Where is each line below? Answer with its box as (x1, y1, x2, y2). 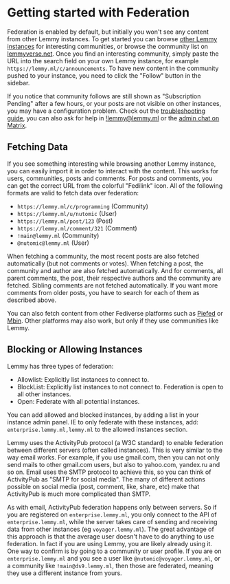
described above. (7, 296, 57, 304)
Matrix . (7, 121, 27, 129)
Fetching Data (7, 141, 69, 153)
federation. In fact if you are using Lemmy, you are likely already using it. (7, 539, 213, 548)
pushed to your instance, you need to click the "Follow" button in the (7, 71, 201, 80)
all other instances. (16, 390, 71, 398)
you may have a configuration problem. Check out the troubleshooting (7, 107, 206, 115)
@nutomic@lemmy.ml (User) (16, 239, 89, 247)
